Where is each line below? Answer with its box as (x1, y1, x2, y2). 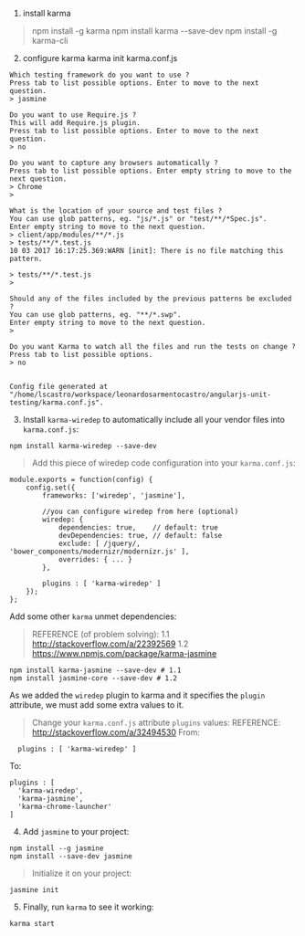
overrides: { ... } (58, 555, 132, 564)
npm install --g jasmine (9, 844, 104, 853)
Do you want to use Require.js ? (9, 110, 137, 120)
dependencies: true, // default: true (58, 523, 219, 532)
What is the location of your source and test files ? (9, 206, 223, 216)
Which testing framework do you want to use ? (9, 70, 190, 79)
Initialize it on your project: (31, 868, 132, 878)
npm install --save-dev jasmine (9, 852, 132, 861)
